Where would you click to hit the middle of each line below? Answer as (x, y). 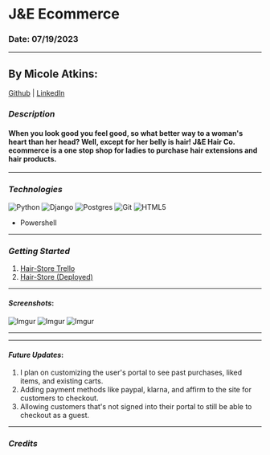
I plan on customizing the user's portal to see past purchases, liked (131, 373)
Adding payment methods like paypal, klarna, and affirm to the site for (135, 390)
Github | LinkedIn (37, 93)
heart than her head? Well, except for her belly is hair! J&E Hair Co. (122, 141)
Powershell (39, 223)
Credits (23, 444)
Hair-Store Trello (47, 268)
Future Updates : (36, 355)
